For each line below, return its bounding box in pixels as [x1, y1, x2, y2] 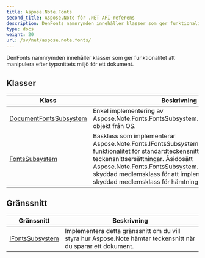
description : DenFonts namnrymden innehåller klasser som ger [6, 20, 168, 26]
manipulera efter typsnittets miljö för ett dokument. [6, 60, 134, 68]
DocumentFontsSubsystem [9, 114, 87, 123]
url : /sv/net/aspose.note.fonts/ [6, 37, 92, 43]
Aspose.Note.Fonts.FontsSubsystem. [92, 114, 199, 123]
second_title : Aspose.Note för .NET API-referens [6, 15, 135, 21]
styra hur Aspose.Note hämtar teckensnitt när [65, 234, 196, 243]
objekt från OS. [92, 121, 136, 130]
